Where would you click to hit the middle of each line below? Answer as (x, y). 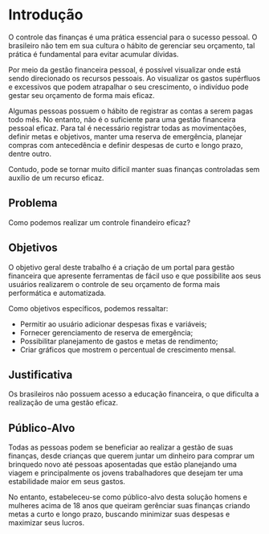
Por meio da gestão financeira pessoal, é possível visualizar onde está (124, 69)
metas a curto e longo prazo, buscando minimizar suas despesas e (119, 514)
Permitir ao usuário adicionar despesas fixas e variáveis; (113, 324)
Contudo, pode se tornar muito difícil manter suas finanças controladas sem (134, 169)
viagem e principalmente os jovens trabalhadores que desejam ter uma (126, 473)
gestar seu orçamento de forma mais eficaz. (82, 95)
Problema (33, 203)
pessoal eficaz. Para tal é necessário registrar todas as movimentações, (127, 128)
